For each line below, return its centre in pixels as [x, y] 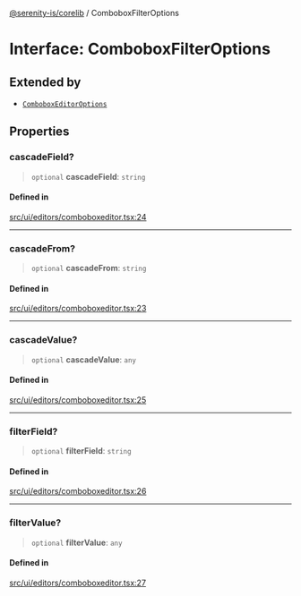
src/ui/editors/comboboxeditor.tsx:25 [78, 400]
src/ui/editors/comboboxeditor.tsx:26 [78, 491]
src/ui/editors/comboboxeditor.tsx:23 [78, 309]
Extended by [45, 82]
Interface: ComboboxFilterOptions [140, 49]
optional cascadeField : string [88, 176]
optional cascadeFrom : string [89, 268]
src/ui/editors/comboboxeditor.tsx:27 [77, 583]
